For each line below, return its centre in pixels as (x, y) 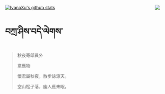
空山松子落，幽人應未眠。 (43, 86)
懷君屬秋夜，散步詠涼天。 (43, 76)
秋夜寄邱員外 (30, 55)
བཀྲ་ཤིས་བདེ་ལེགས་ (34, 32)
